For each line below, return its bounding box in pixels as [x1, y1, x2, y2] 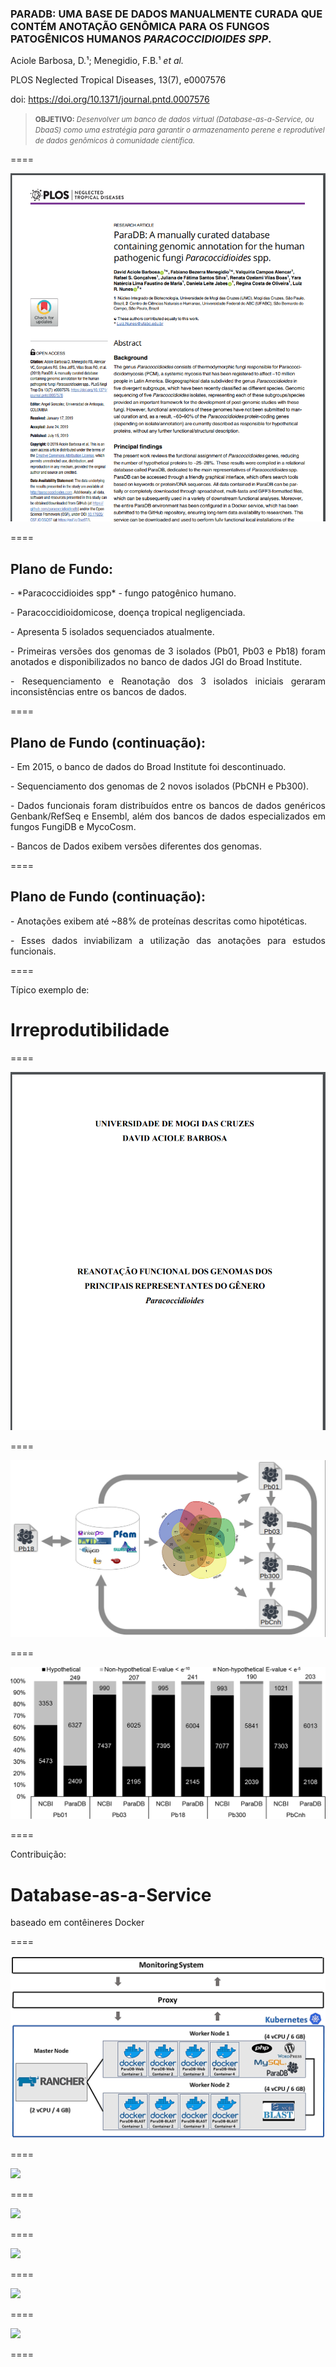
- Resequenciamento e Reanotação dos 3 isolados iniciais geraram [10, 675, 326, 687]
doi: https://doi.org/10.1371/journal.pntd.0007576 [10, 93, 210, 106]
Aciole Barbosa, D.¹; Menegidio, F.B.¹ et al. [10, 55, 184, 67]
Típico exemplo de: [10, 983, 90, 996]
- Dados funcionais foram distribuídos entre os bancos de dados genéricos [10, 800, 326, 811]
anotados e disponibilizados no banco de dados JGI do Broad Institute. [10, 656, 303, 668]
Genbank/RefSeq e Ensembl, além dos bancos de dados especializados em [10, 810, 326, 822]
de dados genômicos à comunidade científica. [34, 136, 196, 146]
